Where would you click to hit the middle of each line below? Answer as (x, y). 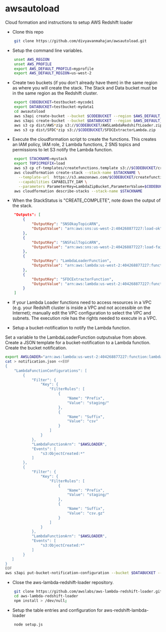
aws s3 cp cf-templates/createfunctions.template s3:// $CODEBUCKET (85, 168)
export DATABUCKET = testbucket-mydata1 (54, 107)
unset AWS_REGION (32, 59)
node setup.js (28, 624)
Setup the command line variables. (47, 50)
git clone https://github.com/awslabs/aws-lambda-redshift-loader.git (88, 591)
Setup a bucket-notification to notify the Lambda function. (71, 328)
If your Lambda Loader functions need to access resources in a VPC (82, 303)
